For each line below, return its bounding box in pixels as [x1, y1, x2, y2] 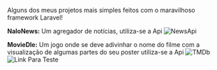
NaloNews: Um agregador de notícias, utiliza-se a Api [7, 27, 163, 35]
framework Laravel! [7, 13, 63, 22]
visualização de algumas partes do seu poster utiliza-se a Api [7, 48, 184, 56]
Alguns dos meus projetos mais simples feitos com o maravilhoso [7, 6, 195, 14]
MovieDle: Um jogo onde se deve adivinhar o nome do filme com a [7, 41, 200, 48]
